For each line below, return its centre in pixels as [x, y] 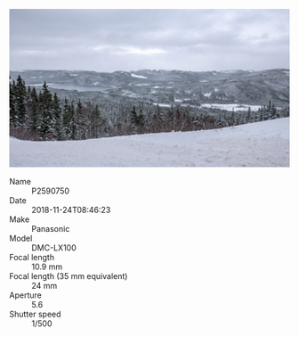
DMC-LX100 [54, 247]
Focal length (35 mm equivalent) [69, 275]
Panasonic [51, 228]
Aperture [25, 295]
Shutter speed [35, 314]
